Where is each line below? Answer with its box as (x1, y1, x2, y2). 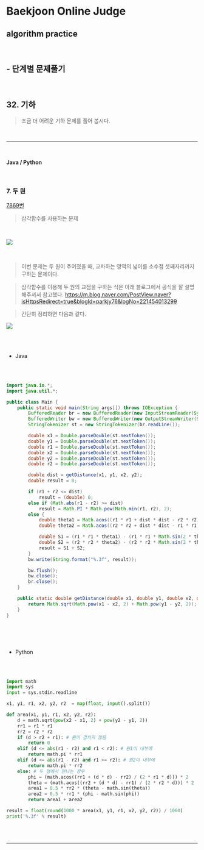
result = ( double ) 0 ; (38, 494, 94, 501)
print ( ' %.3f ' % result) (6, 813, 67, 820)
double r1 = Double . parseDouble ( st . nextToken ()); (28, 444, 156, 450)
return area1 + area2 (28, 797, 83, 803)
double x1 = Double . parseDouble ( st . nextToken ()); (28, 433, 156, 439)
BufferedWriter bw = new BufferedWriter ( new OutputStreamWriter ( (28, 416, 197, 422)
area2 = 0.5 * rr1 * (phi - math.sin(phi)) (28, 791, 140, 797)
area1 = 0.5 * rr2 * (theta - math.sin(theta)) (28, 785, 151, 791)
